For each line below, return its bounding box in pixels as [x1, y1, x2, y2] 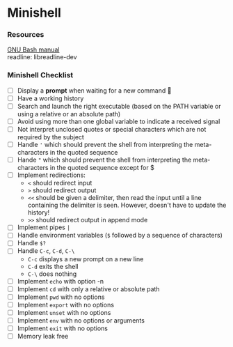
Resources [7, 30, 45, 40]
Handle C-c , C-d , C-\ [17, 247, 75, 255]
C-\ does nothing [27, 270, 77, 278]
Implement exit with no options [17, 324, 108, 332]
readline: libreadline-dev [7, 53, 78, 61]
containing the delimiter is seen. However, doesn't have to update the [27, 201, 227, 210]
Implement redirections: [17, 171, 86, 179]
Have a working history [17, 94, 84, 102]
